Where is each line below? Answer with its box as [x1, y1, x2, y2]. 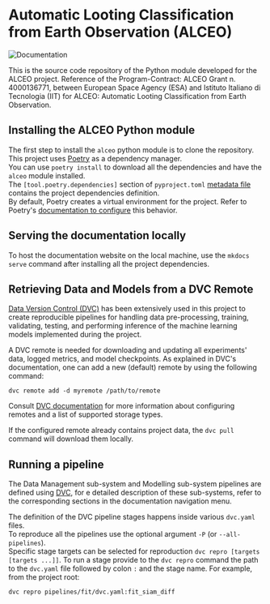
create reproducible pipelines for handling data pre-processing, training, [8, 312, 249, 322]
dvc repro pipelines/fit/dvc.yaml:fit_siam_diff [8, 588, 175, 597]
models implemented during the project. [8, 330, 142, 340]
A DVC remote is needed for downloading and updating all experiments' [8, 345, 247, 355]
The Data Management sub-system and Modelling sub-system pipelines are [8, 479, 262, 489]
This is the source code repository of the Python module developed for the [8, 65, 257, 75]
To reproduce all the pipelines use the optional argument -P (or [8, 529, 217, 539]
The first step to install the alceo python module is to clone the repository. [8, 144, 255, 155]
